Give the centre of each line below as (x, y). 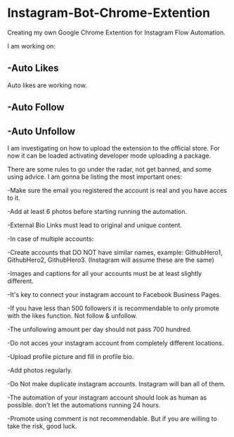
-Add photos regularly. (40, 370)
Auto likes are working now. (47, 85)
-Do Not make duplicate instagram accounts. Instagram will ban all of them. (117, 384)
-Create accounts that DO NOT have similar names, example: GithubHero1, (115, 252)
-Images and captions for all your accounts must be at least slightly (105, 273)
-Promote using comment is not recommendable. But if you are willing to (112, 418)
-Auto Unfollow (41, 131)
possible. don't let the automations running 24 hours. (84, 405)
